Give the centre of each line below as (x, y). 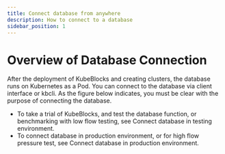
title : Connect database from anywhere (64, 13)
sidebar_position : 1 (37, 26)
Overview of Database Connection (107, 60)
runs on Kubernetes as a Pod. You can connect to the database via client (109, 86)
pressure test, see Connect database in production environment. (108, 143)
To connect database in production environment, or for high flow (108, 136)
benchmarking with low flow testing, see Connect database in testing (114, 121)
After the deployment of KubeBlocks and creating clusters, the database (109, 79)
